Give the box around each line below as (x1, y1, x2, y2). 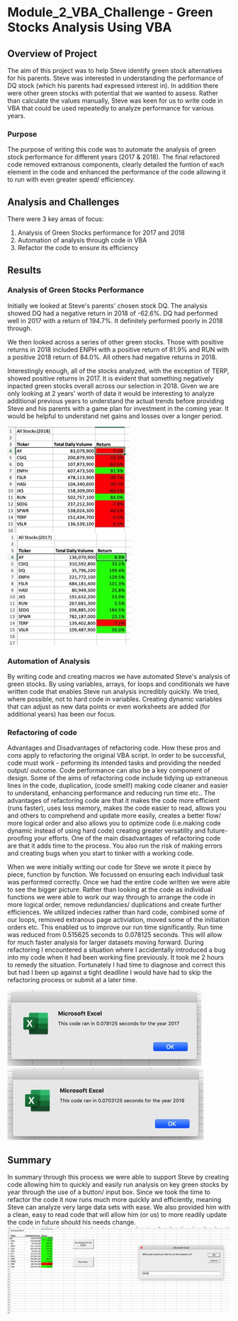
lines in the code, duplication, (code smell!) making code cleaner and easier (7, 781, 228, 790)
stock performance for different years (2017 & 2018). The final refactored (7, 153, 220, 162)
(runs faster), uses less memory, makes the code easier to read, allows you (7, 804, 227, 812)
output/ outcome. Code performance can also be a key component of (7, 766, 210, 775)
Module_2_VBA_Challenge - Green (7, 4, 214, 21)
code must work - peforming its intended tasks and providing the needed (7, 759, 221, 768)
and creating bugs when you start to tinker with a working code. (7, 849, 194, 858)
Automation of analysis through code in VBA (17, 236, 147, 244)
